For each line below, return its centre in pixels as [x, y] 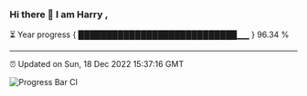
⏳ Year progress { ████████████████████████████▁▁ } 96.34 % [149, 34]
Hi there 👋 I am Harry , [59, 14]
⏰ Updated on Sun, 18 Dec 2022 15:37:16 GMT [97, 64]
